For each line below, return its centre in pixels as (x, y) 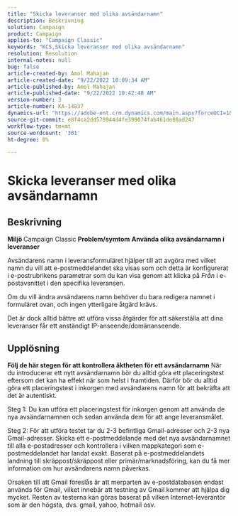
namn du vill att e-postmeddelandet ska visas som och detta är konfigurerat (118, 268)
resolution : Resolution (42, 54)
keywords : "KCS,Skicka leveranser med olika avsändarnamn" (96, 47)
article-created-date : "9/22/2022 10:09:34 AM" (79, 80)
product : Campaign (34, 34)
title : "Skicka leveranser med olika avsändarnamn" (85, 14)
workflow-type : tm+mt (39, 126)
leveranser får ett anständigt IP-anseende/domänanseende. (95, 326)
